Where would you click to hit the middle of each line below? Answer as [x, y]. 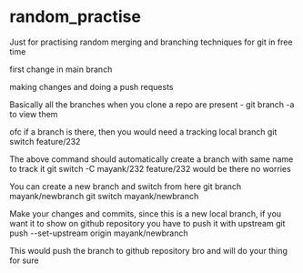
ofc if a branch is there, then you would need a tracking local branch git [143, 131]
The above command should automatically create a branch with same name [151, 159]
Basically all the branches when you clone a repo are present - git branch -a [152, 104]
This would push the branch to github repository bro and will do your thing [149, 250]
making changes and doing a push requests [91, 86]
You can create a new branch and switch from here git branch [126, 186]
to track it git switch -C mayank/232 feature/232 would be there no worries [150, 168]
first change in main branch [61, 69]
